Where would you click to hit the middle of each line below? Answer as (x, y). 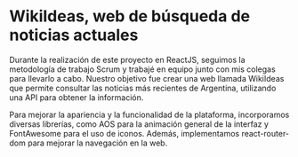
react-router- (266, 133)
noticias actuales (74, 35)
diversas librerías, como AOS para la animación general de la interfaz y (139, 124)
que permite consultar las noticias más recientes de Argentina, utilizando (143, 88)
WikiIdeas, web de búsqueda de (130, 16)
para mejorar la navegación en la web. (98, 143)
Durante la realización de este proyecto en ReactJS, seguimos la (128, 59)
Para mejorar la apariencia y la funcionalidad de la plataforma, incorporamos (149, 114)
